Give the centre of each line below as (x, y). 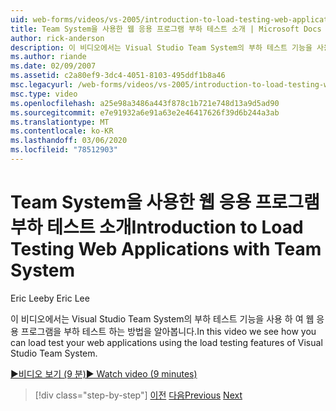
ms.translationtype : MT (60, 122)
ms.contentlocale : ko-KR (62, 131)
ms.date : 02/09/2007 (53, 66)
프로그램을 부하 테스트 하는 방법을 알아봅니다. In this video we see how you (168, 331)
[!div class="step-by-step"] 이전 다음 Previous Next (138, 395)
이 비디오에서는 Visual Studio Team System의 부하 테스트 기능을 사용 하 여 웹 (162, 318)
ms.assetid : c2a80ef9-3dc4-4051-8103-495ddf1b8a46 (118, 76)
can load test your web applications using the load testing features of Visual (166, 342)
